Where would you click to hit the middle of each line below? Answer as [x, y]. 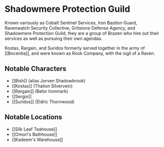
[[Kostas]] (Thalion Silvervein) [42, 86]
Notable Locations [33, 117]
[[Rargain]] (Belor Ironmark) [40, 91]
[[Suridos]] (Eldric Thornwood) [43, 102]
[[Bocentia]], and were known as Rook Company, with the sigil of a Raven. [80, 53]
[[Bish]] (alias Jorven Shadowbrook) [49, 80]
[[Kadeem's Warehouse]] [37, 140]
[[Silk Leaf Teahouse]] [34, 129]
